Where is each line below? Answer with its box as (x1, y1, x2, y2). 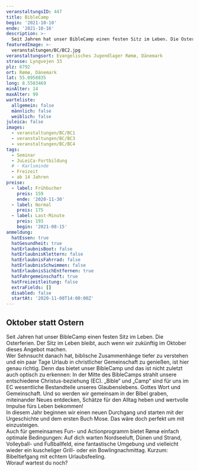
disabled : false (11, 290, 52, 296)
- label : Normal (11, 202, 52, 208)
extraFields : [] (11, 284, 52, 291)
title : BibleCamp (6, 14, 49, 20)
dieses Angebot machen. (6, 345, 68, 353)
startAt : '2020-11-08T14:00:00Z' (11, 295, 94, 301)
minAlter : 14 (6, 86, 38, 92)
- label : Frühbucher (11, 185, 62, 191)
